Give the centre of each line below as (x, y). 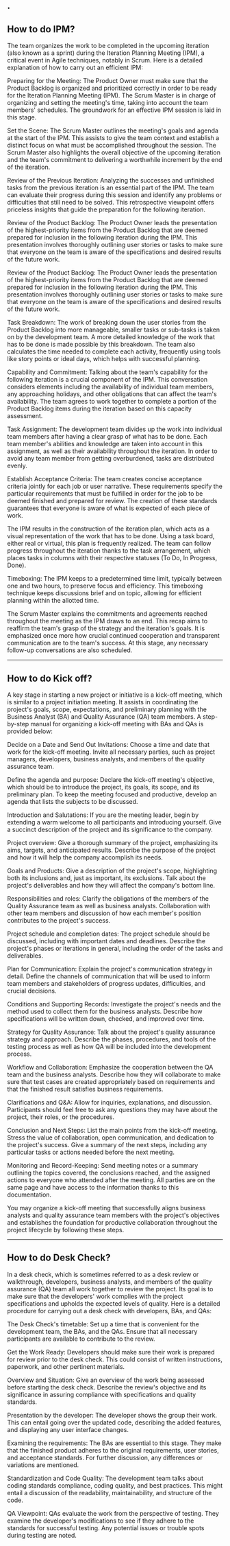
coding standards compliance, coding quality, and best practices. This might (115, 1485)
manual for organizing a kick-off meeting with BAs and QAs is (117, 724)
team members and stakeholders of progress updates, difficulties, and (106, 984)
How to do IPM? (41, 29)
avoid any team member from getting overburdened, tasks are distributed (111, 459)
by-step (18, 724)
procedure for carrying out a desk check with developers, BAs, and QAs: (110, 1311)
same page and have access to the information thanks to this (93, 1188)
